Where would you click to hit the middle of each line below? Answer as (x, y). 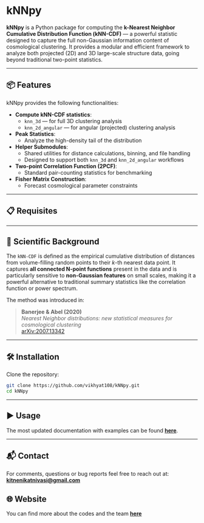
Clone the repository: (33, 374)
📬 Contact (28, 456)
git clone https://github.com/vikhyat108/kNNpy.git (73, 386)
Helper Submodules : (42, 147)
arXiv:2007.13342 (43, 331)
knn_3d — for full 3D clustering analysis (73, 121)
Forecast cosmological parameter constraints (81, 185)
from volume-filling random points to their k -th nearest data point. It (91, 263)
